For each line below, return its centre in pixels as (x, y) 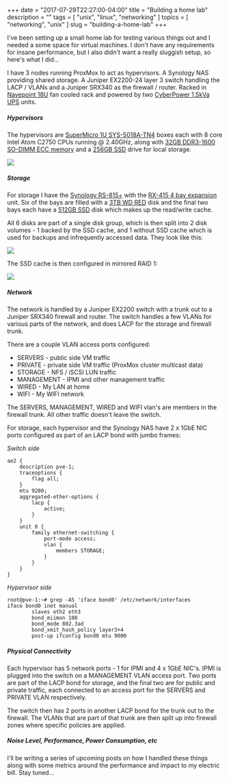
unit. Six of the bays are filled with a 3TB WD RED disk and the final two (108, 202)
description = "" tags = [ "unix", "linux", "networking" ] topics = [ (98, 17)
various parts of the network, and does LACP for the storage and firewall (109, 324)
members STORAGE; (81, 550)
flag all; (45, 478)
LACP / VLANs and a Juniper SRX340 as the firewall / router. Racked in (107, 87)
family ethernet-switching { (73, 532)
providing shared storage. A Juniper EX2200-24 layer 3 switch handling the (113, 80)
